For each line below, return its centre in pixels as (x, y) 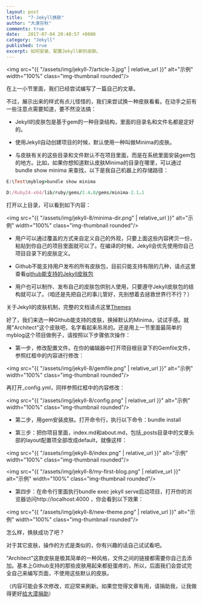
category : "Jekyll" (31, 40)
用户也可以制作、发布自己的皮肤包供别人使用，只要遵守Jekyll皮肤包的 (102, 286)
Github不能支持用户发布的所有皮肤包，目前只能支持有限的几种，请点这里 (105, 266)
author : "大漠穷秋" (29, 23)
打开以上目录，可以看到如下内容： (49, 205)
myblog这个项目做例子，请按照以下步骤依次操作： (69, 335)
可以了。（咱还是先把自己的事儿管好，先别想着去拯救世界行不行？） (109, 294)
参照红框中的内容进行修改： (50, 355)
